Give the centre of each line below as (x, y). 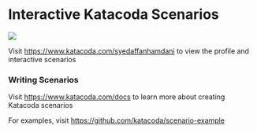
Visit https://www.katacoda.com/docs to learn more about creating (117, 97)
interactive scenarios (42, 59)
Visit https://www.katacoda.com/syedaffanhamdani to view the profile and (129, 51)
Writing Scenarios (43, 79)
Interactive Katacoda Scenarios (114, 15)
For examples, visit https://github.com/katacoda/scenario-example (116, 120)
